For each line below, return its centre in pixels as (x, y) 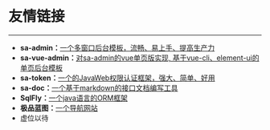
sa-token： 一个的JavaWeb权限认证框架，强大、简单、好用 (117, 78)
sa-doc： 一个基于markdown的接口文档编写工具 (99, 87)
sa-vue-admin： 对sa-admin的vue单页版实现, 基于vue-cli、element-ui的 (139, 58)
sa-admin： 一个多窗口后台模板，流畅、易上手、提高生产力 (117, 47)
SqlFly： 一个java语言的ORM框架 (74, 98)
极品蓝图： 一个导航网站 (59, 108)
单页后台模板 (41, 67)
